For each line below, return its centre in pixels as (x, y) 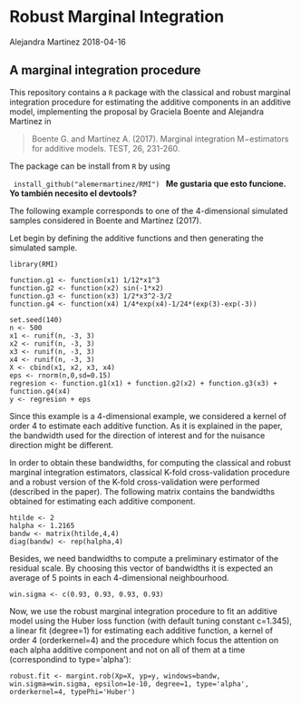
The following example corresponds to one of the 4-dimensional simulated (149, 211)
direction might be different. (62, 445)
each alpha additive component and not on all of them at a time (127, 650)
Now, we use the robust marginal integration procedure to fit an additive (144, 611)
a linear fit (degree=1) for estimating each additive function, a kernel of (141, 630)
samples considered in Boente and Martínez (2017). (106, 220)
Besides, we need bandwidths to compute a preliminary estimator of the (144, 558)
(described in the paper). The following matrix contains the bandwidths (142, 491)
